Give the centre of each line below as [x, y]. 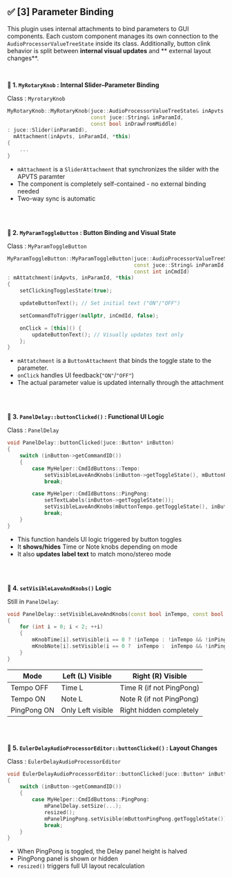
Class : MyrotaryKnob [36, 98]
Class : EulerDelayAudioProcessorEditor [64, 761]
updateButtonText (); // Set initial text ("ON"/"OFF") [100, 303]
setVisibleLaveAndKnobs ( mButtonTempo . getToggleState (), [126, 507]
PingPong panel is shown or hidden [68, 859]
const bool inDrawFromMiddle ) [134, 124]
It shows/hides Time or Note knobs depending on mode [97, 547]
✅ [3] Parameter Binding [60, 12]
